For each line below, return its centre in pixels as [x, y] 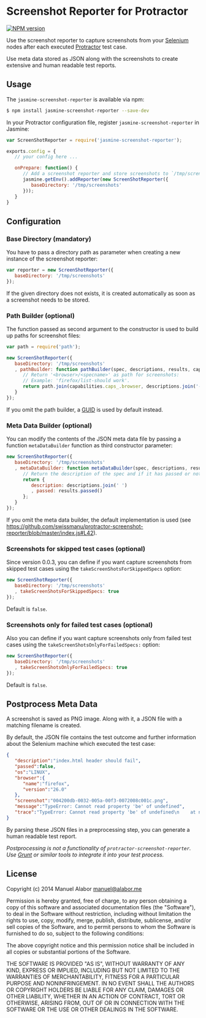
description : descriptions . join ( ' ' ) [79, 485]
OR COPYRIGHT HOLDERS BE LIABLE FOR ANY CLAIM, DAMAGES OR [95, 990]
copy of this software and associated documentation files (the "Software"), [101, 907]
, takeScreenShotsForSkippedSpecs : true [67, 591]
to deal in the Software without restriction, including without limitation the [99, 914]
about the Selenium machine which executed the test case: [81, 744]
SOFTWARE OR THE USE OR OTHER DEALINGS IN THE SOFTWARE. [92, 1009]
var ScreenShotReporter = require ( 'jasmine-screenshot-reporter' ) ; [94, 140]
